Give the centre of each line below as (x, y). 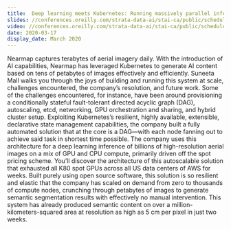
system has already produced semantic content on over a (89, 205)
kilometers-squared (35, 212)
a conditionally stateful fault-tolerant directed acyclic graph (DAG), (101, 102)
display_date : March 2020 (44, 39)
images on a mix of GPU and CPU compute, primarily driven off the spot (109, 154)
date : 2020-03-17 (32, 33)
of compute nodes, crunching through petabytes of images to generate (108, 190)
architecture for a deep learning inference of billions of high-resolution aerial (115, 146)
